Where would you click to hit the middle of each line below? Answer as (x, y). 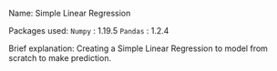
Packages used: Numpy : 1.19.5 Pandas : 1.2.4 (89, 30)
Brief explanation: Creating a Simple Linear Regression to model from (138, 48)
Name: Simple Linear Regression (70, 13)
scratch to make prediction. (60, 58)
